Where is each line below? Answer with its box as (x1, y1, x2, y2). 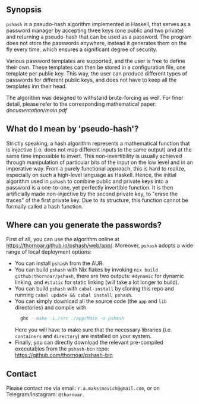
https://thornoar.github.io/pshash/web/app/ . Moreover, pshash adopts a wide (6, 242, 194, 249)
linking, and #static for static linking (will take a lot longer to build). (14, 279, 179, 286)
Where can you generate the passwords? (6, 220, 162, 231)
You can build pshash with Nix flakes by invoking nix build (14, 266, 159, 273)
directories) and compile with (14, 304, 87, 311)
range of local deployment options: (6, 248, 92, 255)
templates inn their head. (6, 83, 67, 90)
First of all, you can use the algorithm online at (6, 236, 120, 243)
